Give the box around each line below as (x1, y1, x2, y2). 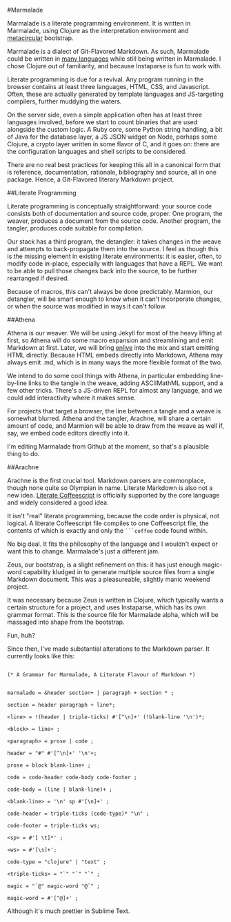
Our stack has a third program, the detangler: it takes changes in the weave (7, 237, 221, 246)
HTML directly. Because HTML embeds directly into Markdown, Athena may (7, 351, 223, 359)
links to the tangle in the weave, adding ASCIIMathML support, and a (28, 379, 223, 387)
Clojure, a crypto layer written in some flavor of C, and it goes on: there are (7, 140, 220, 148)
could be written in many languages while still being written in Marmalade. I (7, 55, 221, 63)
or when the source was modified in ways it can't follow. (7, 302, 167, 310)
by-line (7, 379, 28, 387)
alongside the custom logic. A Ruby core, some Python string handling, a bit (7, 126, 223, 133)
